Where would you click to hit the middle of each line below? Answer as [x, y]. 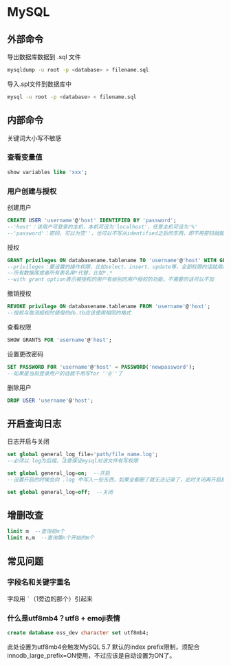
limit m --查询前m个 [36, 531]
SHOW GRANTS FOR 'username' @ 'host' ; [59, 340]
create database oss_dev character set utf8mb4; [78, 633]
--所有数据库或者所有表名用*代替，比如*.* [60, 273]
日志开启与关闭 [28, 442]
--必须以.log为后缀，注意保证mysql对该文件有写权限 [73, 461]
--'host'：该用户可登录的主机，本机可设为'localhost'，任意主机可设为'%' [102, 227]
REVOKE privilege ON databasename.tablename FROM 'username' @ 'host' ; [109, 307]
